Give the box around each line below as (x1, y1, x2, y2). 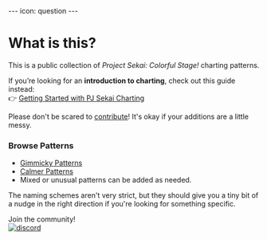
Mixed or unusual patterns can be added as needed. (19, 175, 192, 185)
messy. (8, 120, 32, 129)
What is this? (8, 34, 97, 53)
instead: (8, 84, 35, 93)
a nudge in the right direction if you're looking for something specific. (8, 199, 236, 209)
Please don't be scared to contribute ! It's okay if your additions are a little (8, 112, 249, 121)
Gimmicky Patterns (19, 158, 83, 168)
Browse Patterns (8, 140, 74, 151)
